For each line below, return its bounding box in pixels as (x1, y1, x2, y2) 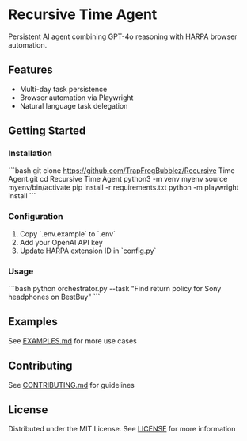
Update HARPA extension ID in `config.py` (19, 246, 157, 255)
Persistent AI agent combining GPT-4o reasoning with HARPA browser (8, 32, 237, 41)
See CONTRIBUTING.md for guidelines (8, 380, 135, 389)
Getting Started (8, 125, 86, 138)
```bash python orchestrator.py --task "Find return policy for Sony (8, 284, 222, 293)
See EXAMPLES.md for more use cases (8, 336, 137, 346)
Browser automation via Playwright (19, 93, 134, 102)
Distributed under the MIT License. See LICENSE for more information (8, 424, 236, 434)
